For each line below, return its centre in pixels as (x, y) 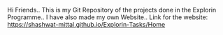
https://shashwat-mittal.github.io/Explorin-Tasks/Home (86, 24)
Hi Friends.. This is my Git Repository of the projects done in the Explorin (112, 10)
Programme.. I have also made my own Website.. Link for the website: (108, 17)
